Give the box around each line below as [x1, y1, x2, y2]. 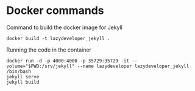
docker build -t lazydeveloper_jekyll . [6, 35, 111, 41]
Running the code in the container [6, 46, 91, 53]
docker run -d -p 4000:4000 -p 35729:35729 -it [6, 58, 130, 64]
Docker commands [6, 4, 104, 18]
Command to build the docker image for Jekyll [6, 24, 123, 31]
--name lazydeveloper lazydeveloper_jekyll [77, 63, 190, 69]
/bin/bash [6, 68, 32, 75]
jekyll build [6, 79, 40, 85]
